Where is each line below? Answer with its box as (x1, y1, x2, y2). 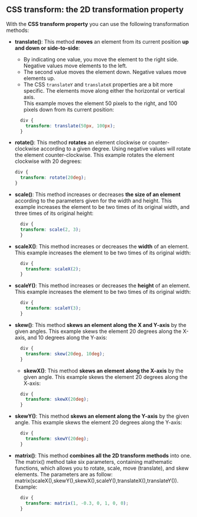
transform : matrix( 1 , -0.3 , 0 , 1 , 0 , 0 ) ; (25, 500, 129, 506)
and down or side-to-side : (14, 44, 80, 51)
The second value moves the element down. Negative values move (23, 68, 187, 76)
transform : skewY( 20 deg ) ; (25, 436, 90, 442)
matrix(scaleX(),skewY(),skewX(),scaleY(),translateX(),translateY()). (14, 477, 179, 484)
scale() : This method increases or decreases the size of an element (14, 191, 181, 198)
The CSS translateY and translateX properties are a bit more (23, 81, 173, 88)
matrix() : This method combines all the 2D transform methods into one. (14, 451, 192, 459)
